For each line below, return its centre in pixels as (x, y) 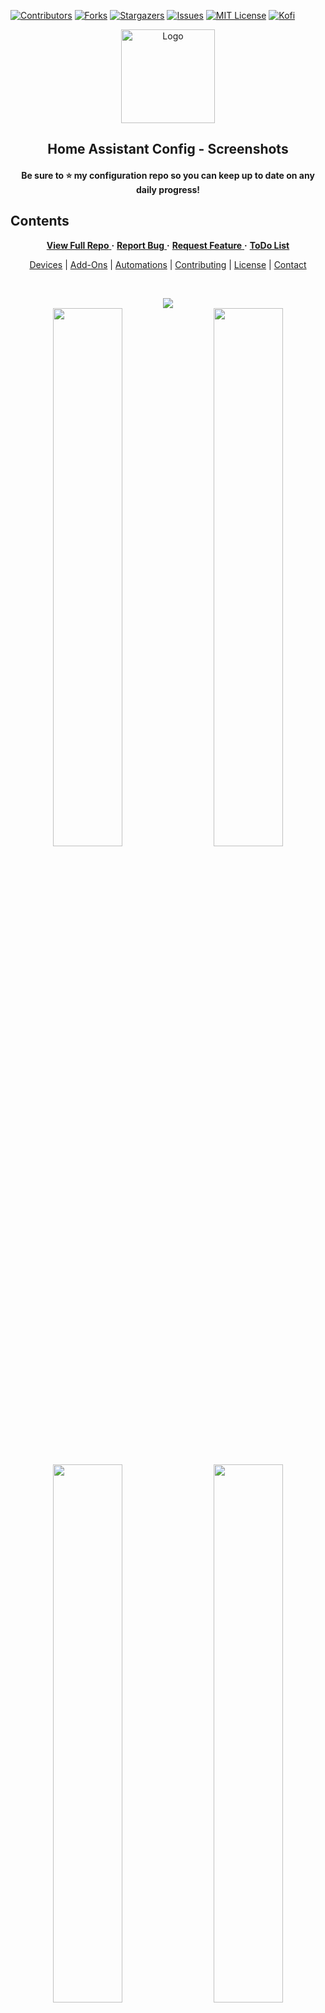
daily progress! (168, 189)
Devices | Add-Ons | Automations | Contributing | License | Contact (168, 264)
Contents (40, 221)
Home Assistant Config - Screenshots (168, 149)
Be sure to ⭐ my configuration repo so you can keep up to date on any (168, 175)
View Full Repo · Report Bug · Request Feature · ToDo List (168, 245)
